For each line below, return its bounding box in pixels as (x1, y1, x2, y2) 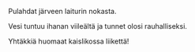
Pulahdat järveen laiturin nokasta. (8, 7, 117, 16)
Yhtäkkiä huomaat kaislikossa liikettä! (8, 36, 129, 46)
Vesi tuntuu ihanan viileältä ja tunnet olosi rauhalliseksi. (8, 22, 188, 30)
